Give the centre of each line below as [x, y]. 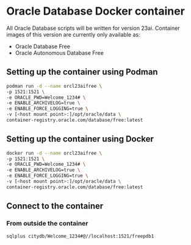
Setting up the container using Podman [82, 72]
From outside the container [47, 224]
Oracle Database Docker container [95, 11]
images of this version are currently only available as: [73, 34]
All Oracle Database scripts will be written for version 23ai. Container [93, 28]
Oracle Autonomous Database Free [59, 52]
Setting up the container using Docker [80, 139]
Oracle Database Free [42, 46]
